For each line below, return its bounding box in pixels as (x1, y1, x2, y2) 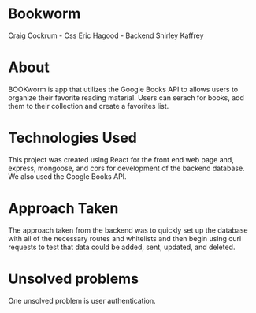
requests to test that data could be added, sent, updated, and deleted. (8, 242, 236, 252)
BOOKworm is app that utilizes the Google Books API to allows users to (8, 84, 239, 94)
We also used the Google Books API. (8, 171, 128, 181)
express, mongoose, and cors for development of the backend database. (8, 163, 246, 173)
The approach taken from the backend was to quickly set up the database (8, 225, 248, 235)
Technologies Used (8, 129, 138, 147)
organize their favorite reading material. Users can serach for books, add (8, 92, 244, 102)
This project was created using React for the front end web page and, (8, 155, 234, 164)
